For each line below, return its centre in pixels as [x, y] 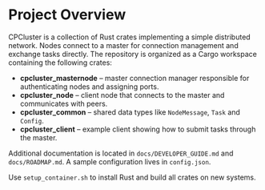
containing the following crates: [60, 63]
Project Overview [67, 15]
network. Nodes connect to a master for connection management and [123, 45]
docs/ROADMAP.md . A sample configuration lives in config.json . [110, 161]
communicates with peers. [64, 103]
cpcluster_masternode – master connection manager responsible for [135, 78]
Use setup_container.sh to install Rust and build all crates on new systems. [132, 177]
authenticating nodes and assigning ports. [89, 87]
